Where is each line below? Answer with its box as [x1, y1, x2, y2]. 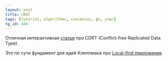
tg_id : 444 [5, 21, 28, 26]
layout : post [5, 7, 33, 12]
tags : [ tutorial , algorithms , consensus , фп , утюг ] [5, 16, 116, 21]
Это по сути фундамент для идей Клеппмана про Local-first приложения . [5, 50, 163, 56]
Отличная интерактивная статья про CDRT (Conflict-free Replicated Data [5, 35, 161, 41]
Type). [5, 40, 19, 46]
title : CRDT [5, 12, 30, 17]
